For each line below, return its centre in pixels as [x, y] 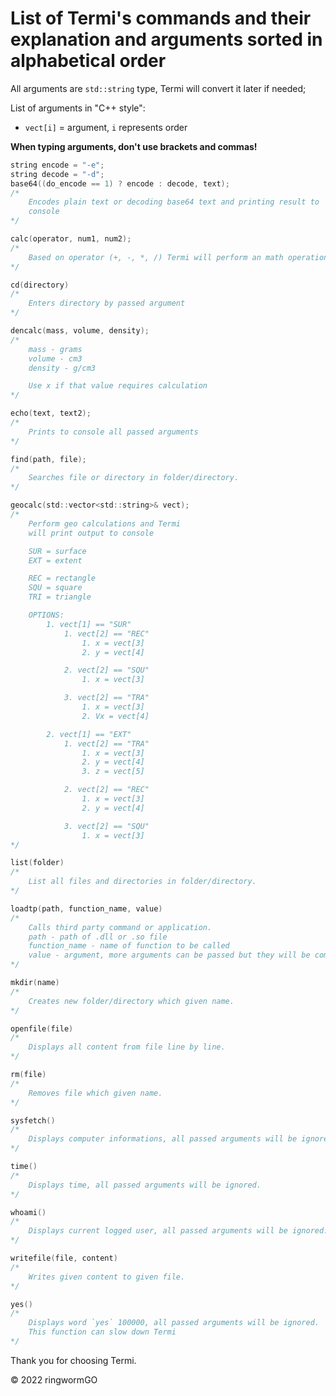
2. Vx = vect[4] [115, 716]
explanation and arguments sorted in [166, 39]
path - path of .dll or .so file [98, 937]
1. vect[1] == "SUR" [89, 624]
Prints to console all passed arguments [113, 432]
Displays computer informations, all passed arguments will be [163, 1139]
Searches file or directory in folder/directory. [134, 478]
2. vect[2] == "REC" [106, 790]
